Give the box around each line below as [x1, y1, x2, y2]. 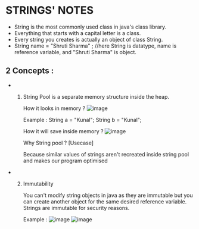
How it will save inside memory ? [23, 127, 104, 134]
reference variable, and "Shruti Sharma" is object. [14, 48, 136, 55]
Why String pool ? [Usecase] [23, 139, 94, 146]
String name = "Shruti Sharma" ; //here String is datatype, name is [14, 42, 177, 49]
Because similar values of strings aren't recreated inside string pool [23, 150, 189, 158]
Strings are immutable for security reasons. [23, 204, 130, 211]
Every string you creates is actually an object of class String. [14, 36, 163, 43]
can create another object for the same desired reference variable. [23, 197, 187, 205]
